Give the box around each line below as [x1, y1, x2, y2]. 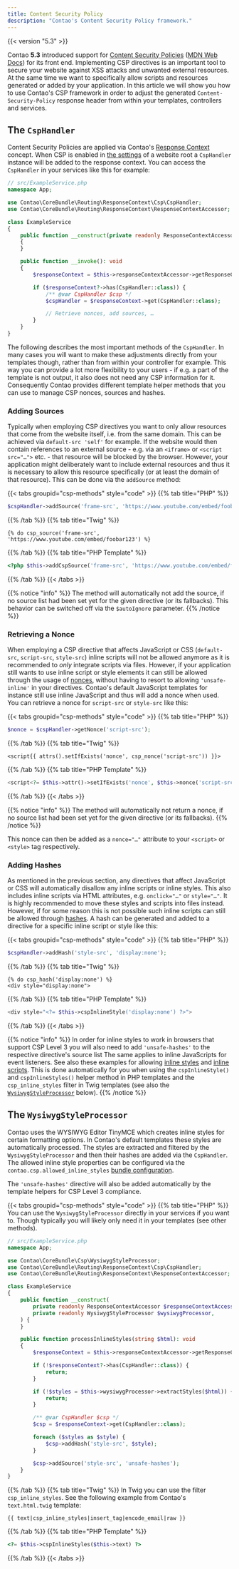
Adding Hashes [7, 860, 62, 870]
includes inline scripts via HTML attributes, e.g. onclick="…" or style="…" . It [7, 892, 228, 900]
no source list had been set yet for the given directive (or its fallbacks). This [7, 596, 229, 605]
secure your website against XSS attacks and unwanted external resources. [7, 66, 229, 74]
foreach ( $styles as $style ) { [33, 1434, 126, 1441]
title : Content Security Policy [7, 10, 103, 18]
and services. [7, 103, 48, 112]
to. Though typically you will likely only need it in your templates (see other [7, 1216, 227, 1225]
